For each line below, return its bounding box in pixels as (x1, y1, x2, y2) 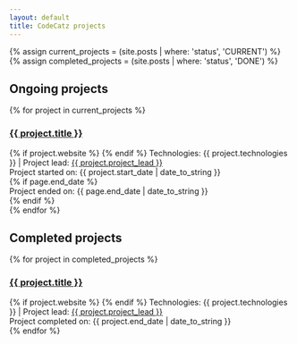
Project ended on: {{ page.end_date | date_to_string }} (9, 185, 208, 197)
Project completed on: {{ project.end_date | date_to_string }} (9, 315, 232, 326)
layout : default (9, 13, 70, 22)
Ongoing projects (9, 81, 109, 96)
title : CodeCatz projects (9, 21, 106, 30)
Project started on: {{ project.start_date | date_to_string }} (9, 166, 221, 177)
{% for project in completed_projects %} (9, 254, 158, 264)
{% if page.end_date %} (9, 176, 98, 187)
